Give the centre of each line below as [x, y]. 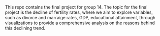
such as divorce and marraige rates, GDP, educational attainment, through [80, 18]
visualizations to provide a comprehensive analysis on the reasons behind [80, 23]
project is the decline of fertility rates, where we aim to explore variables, [79, 12]
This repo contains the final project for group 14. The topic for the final [76, 7]
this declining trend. [25, 28]
